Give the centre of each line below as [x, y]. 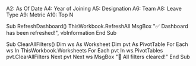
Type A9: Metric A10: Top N [40, 15]
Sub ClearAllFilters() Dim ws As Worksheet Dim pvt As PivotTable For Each [97, 44]
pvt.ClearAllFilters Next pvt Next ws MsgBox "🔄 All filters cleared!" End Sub [98, 57]
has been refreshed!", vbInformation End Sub [61, 33]
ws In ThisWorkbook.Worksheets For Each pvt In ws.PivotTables [85, 50]
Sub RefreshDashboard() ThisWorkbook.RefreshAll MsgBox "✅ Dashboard [97, 26]
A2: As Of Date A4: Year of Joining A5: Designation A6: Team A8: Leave [94, 9]
